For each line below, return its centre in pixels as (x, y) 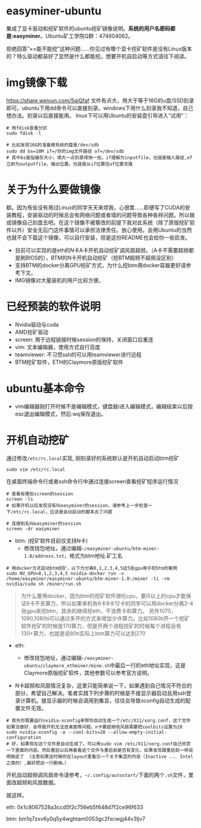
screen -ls (20, 499)
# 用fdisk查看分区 (27, 128)
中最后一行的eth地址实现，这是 (148, 665)
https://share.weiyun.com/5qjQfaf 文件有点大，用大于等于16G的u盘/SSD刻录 (100, 100)
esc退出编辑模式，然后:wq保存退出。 (60, 414)
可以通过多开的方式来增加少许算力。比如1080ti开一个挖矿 (119, 618)
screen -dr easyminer (33, 529)
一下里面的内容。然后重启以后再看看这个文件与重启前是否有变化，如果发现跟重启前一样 (98, 750)
